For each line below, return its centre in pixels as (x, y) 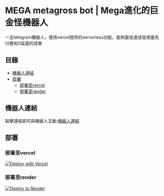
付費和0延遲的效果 (24, 43)
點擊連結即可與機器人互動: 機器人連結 (42, 121)
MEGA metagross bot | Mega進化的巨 (82, 11)
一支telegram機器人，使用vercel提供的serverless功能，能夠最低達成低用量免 (82, 37)
